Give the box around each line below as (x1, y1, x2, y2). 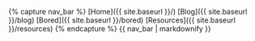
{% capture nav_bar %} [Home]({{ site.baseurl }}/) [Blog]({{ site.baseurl (8, 7, 248, 16)
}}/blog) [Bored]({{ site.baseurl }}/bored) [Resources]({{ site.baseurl (8, 15, 236, 25)
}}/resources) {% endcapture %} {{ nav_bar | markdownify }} (8, 24, 212, 33)
